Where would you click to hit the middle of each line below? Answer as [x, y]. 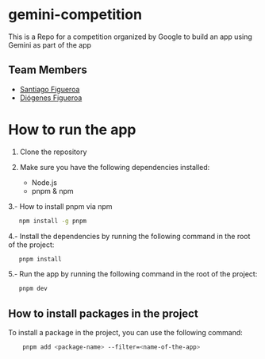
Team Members [48, 70]
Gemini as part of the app [50, 44]
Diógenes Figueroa [51, 98]
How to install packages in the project [103, 313]
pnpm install [40, 259]
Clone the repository [53, 152]
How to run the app [72, 129]
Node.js [44, 182]
